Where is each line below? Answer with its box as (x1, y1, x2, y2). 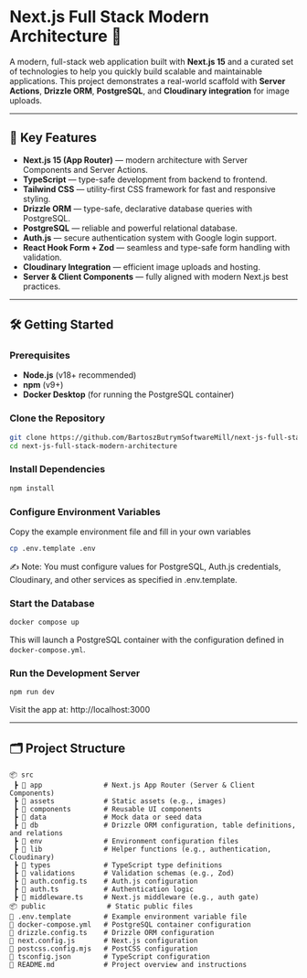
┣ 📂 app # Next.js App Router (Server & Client (13, 780, 256, 790)
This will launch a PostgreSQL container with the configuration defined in (9, 634, 285, 645)
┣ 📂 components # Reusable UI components (13, 804, 203, 813)
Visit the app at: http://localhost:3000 (9, 704, 151, 715)
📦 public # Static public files (9, 901, 194, 911)
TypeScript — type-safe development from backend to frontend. (22, 174, 268, 185)
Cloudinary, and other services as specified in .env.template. (9, 574, 238, 585)
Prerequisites (9, 349, 70, 362)
